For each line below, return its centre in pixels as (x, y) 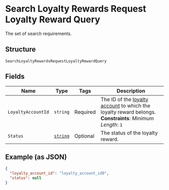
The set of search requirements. (38, 33)
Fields (15, 77)
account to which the (125, 106)
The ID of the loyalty (124, 99)
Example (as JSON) (36, 157)
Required (85, 112)
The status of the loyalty (129, 133)
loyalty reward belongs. (128, 112)
